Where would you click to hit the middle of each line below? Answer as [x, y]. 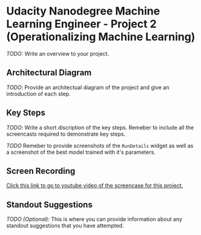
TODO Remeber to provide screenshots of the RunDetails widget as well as [100, 145]
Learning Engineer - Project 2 [81, 24]
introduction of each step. [38, 94]
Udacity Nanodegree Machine [83, 11]
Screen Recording [41, 171]
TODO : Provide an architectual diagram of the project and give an [88, 87]
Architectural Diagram [49, 73]
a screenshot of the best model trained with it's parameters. [81, 152]
